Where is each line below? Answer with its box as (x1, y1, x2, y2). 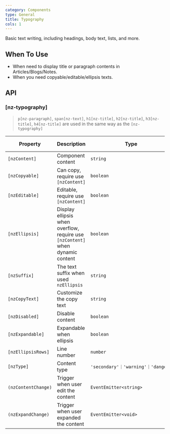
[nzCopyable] (8, 173, 39, 178)
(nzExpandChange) (8, 411, 50, 417)
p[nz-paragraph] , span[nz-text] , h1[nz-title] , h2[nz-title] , (17, 115, 145, 121)
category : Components (5, 7, 51, 13)
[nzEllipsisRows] (8, 349, 50, 355)
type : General (5, 12, 35, 17)
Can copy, (57, 166, 81, 173)
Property (19, 140, 41, 147)
